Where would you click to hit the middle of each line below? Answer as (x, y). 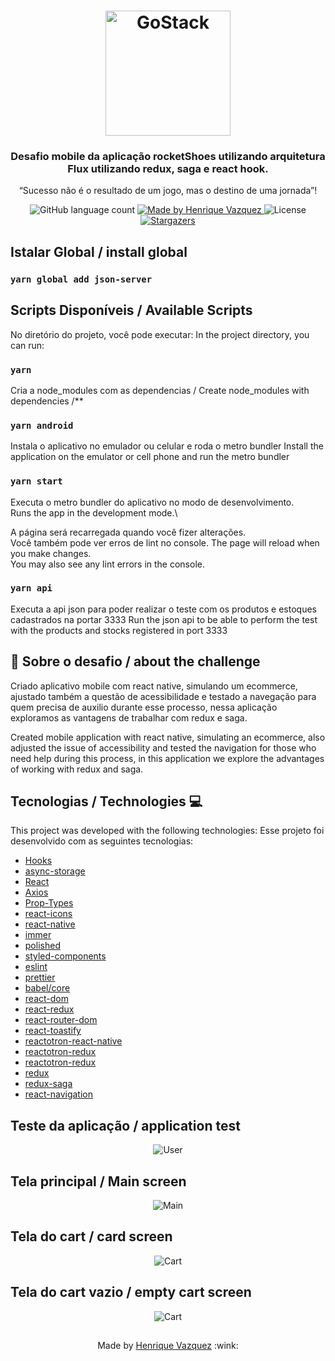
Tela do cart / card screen (91, 1236)
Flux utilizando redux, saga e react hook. (168, 169)
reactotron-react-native (73, 1041)
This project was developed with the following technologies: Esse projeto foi (167, 831)
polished (42, 946)
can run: (27, 345)
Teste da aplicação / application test (125, 1125)
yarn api (31, 588)
